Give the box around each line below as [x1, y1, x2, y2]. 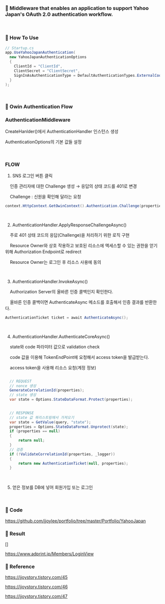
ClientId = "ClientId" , [14, 64, 63, 69]
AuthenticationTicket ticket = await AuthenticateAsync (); [5, 315, 129, 320]
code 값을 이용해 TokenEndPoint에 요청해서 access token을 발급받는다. [9, 354, 149, 360]
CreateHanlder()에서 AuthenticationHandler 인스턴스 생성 [5, 128, 119, 134]
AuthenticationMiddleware [5, 117, 71, 124]
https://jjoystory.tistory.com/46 [5, 584, 68, 590]
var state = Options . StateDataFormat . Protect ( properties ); [9, 397, 133, 402]
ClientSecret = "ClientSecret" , [14, 68, 80, 73]
